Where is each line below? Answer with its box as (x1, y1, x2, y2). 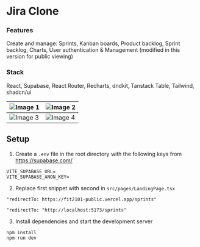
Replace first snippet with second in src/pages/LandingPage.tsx (15, 184, 176, 192)
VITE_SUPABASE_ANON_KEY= (6, 174, 70, 180)
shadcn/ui (6, 88, 32, 96)
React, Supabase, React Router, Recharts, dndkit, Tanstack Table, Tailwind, (6, 82, 195, 89)
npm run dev (6, 235, 37, 242)
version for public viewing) (6, 53, 73, 60)
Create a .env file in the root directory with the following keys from (15, 150, 182, 157)
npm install (6, 229, 37, 235)
